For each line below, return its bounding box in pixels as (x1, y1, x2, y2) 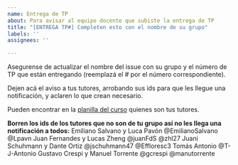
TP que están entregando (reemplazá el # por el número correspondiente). (7, 70, 226, 79)
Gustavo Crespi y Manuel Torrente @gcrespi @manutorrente (38, 149, 215, 158)
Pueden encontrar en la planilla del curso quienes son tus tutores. (7, 105, 200, 114)
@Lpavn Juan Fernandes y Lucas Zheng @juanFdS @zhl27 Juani (7, 134, 199, 143)
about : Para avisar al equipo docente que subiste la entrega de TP (7, 17, 215, 24)
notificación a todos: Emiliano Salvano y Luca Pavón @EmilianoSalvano (7, 127, 218, 135)
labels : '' (7, 30, 40, 38)
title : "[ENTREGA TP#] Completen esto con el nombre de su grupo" (7, 23, 208, 31)
